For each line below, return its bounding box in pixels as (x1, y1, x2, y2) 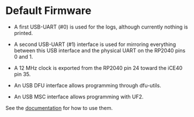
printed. (13, 29, 33, 36)
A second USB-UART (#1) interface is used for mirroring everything (13, 41, 176, 48)
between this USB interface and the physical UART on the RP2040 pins (13, 47, 186, 54)
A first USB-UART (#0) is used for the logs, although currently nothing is (13, 23, 188, 30)
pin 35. (13, 70, 31, 77)
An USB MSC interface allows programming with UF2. (13, 93, 144, 100)
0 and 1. (13, 53, 33, 60)
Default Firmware (5, 4, 92, 17)
